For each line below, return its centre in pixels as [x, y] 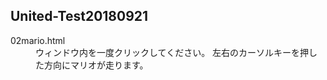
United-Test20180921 [79, 16]
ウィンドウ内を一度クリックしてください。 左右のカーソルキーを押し [176, 52]
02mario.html [38, 40]
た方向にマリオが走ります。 [92, 65]
